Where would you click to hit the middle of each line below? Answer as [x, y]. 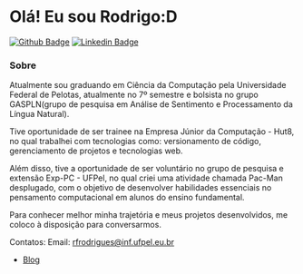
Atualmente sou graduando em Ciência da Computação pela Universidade [148, 85]
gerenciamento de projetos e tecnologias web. [96, 151]
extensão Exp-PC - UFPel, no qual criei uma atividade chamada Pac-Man [146, 178]
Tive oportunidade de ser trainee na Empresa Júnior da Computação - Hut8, [152, 132]
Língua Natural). [39, 114]
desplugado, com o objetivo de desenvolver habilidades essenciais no [141, 188]
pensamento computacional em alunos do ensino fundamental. [127, 198]
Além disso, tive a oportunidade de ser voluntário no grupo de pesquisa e [147, 169]
